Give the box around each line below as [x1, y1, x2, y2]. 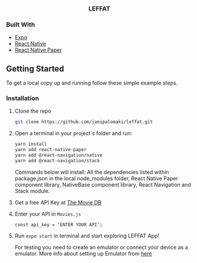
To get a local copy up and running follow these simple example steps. [6, 79, 178, 86]
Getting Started [6, 63, 64, 73]
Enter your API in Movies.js [14, 210, 82, 217]
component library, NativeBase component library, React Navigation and [14, 181, 191, 188]
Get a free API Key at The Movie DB [14, 198, 102, 206]
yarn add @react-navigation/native [14, 152, 103, 158]
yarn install [14, 141, 47, 147]
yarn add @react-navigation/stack [14, 158, 100, 163]
